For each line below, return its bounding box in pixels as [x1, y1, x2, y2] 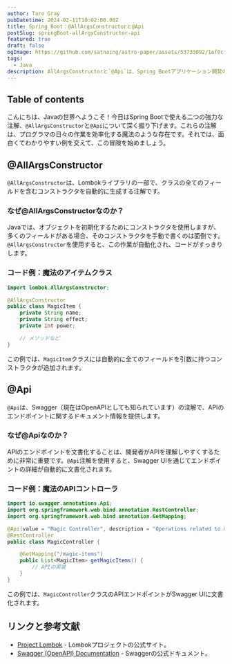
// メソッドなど [19, 335, 60, 342]
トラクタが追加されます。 [12, 363, 86, 371]
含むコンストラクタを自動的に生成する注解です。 [25, 187, 164, 196]
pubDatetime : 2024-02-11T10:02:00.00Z [7, 17, 119, 24]
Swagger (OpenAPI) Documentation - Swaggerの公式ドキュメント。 [17, 649, 212, 657]
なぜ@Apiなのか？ [7, 430, 69, 440]
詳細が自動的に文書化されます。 [25, 465, 116, 473]
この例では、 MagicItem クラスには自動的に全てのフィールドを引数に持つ [7, 354, 211, 363]
